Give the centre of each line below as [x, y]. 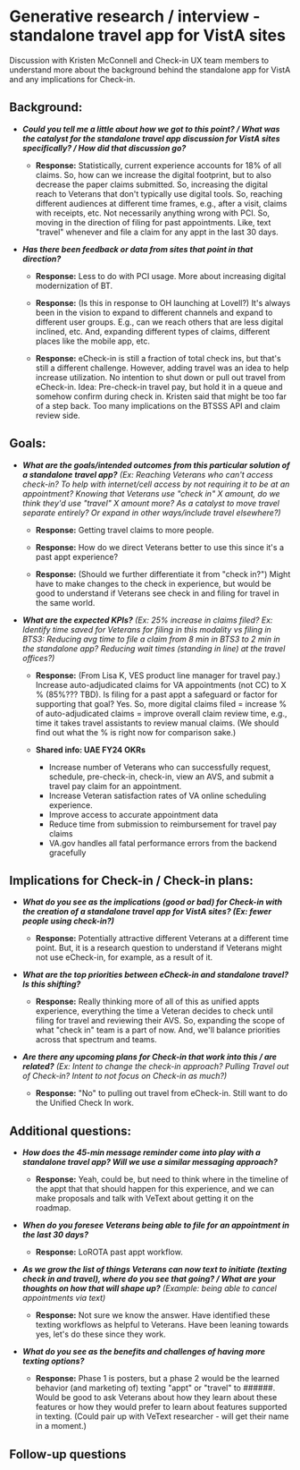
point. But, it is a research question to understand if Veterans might [159, 948]
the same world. [65, 602]
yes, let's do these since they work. [101, 1334]
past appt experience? [77, 557]
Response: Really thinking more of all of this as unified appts [147, 1002]
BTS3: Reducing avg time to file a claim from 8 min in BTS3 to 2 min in [151, 639]
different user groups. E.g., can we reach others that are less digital [159, 322]
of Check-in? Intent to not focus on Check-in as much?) [125, 1076]
